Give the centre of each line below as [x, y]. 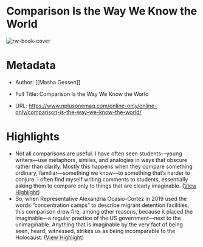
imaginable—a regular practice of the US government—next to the [98, 218]
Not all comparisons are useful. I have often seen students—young [98, 154]
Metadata [31, 66]
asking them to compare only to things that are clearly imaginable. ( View [106, 186]
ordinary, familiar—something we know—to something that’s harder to [102, 173]
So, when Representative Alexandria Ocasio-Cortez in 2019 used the [101, 198]
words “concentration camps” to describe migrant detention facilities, [102, 205]
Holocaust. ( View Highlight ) [50, 237]
